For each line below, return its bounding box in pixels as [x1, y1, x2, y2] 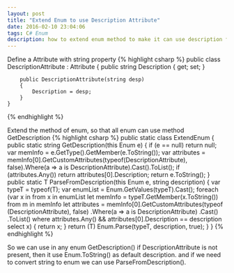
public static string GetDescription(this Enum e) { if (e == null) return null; [7, 141, 217, 150]
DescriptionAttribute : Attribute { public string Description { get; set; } [7, 63, 205, 71]
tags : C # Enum [7, 29, 49, 37]
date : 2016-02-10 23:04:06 [7, 23, 86, 30]
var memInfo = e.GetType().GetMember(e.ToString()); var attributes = [7, 148, 206, 157]
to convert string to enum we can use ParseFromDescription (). [7, 258, 187, 267]
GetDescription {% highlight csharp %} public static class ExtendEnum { [7, 134, 214, 142]
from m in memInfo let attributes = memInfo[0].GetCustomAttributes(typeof [7, 200, 224, 209]
